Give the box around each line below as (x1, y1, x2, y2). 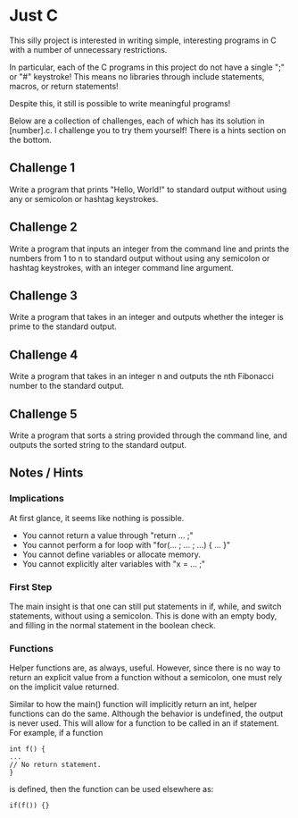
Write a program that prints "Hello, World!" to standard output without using (9, 184, 287, 195)
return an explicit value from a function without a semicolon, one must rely (9, 672, 283, 683)
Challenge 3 (9, 288, 79, 303)
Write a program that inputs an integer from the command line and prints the (9, 243, 290, 254)
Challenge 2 (9, 220, 78, 235)
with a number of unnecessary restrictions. (9, 44, 168, 55)
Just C (9, 5, 59, 26)
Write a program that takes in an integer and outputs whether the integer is (9, 312, 284, 323)
